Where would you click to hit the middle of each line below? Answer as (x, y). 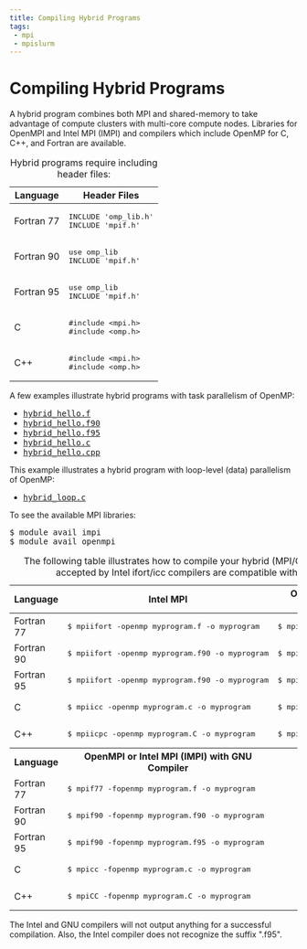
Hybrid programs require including (84, 163)
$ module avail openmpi (63, 542)
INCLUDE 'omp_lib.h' (111, 217)
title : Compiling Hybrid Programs (75, 18)
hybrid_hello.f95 (61, 433)
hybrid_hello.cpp (61, 453)
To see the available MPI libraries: (73, 515)
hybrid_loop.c (54, 498)
